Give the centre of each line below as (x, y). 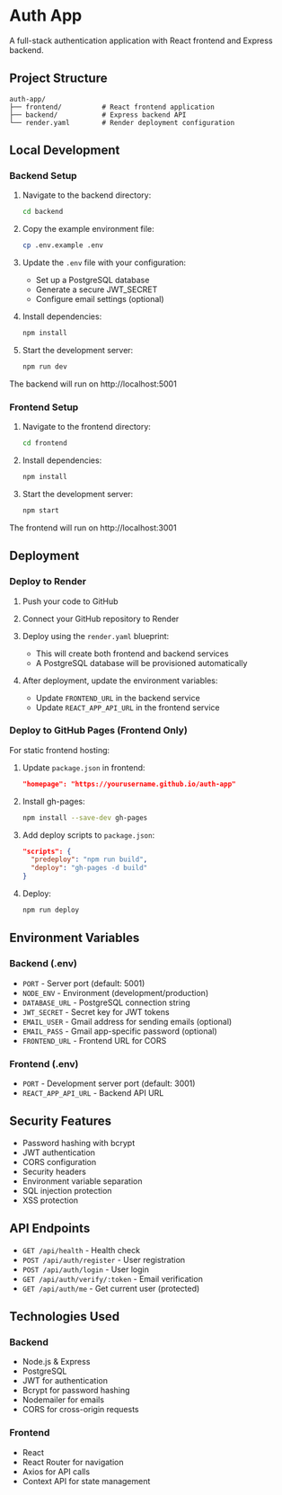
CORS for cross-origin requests (80, 1410)
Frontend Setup (44, 407)
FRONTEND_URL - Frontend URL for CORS (94, 1040)
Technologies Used (64, 1317)
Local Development (65, 151)
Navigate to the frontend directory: (86, 427)
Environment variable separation (82, 1181)
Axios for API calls (56, 1472)
